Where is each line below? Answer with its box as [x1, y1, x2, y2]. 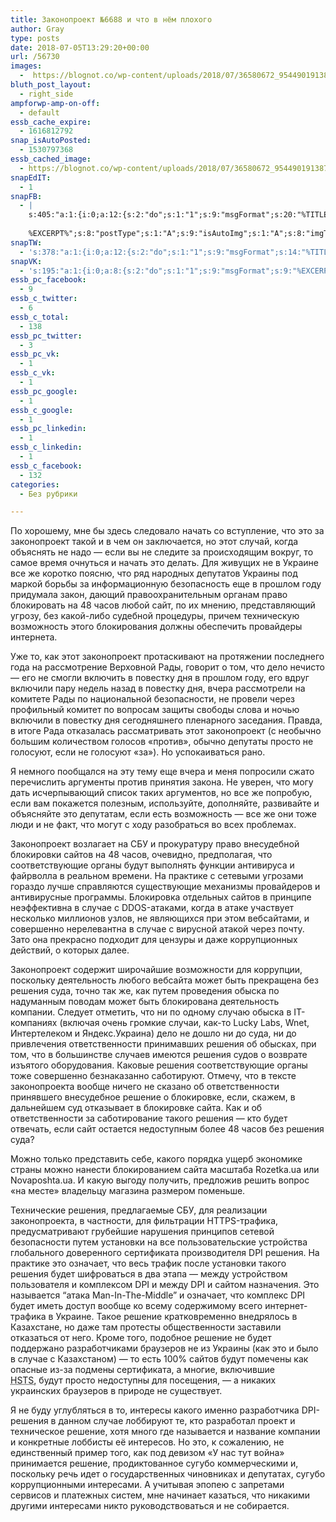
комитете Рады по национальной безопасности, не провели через [10, 693, 295, 705]
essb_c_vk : [10, 368, 56, 378]
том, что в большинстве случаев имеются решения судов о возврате [10, 1049, 308, 1061]
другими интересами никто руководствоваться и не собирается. [10, 1500, 290, 1512]
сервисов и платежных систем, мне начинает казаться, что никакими [10, 1489, 311, 1501]
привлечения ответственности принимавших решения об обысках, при [10, 1038, 317, 1050]
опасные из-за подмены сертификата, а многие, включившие [10, 1364, 275, 1376]
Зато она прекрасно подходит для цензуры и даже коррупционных [10, 934, 298, 946]
